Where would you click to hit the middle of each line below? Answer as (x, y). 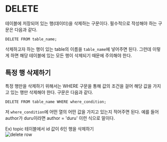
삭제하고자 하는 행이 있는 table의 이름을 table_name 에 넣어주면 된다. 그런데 (78, 49)
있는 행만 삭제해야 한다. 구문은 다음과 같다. (52, 92)
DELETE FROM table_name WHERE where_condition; (56, 102)
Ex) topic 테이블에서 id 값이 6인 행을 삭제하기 (50, 128)
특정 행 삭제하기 (28, 73)
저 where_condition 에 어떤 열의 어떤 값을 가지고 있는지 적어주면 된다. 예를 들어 (82, 112)
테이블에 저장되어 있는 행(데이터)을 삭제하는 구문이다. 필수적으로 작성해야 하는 (81, 23)
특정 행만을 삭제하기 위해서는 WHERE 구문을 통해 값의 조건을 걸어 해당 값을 (78, 86)
